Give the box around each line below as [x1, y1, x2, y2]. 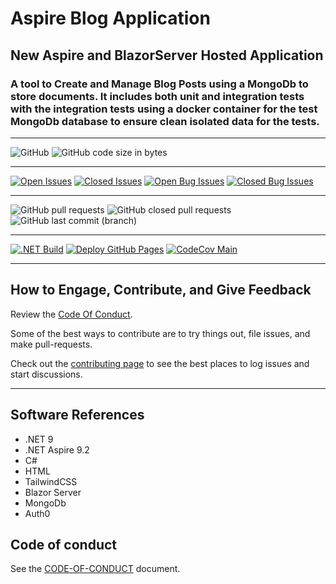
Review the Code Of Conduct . [10, 308, 133, 320]
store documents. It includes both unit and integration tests [10, 89, 305, 103]
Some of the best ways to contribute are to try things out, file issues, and [10, 327, 311, 339]
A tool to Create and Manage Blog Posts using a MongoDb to [10, 77, 309, 91]
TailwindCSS [24, 475, 78, 487]
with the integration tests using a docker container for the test [10, 102, 318, 116]
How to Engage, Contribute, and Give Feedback [10, 282, 312, 299]
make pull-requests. [10, 338, 93, 350]
